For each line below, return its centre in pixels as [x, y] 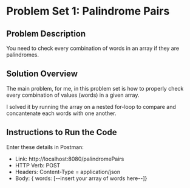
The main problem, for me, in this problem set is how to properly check [95, 88]
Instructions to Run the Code [62, 132]
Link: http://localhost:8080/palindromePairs [70, 159]
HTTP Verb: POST [38, 165]
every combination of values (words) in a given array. [73, 95]
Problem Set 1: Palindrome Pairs [88, 11]
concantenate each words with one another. [61, 113]
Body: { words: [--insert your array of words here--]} [81, 178]
